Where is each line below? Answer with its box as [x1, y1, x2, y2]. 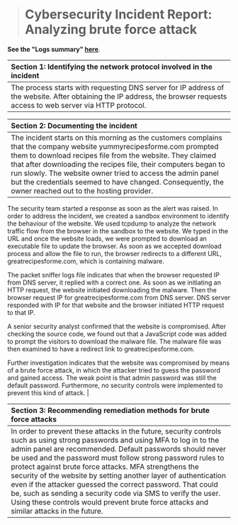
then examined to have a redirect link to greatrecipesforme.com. [7, 344, 195, 353]
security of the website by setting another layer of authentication [11, 470, 227, 480]
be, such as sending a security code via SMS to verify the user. [11, 488, 221, 498]
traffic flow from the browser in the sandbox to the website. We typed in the [7, 226, 229, 235]
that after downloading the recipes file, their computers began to [11, 159, 225, 169]
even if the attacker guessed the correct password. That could [11, 479, 218, 489]
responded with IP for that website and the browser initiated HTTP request [7, 301, 225, 309]
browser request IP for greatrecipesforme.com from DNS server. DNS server [7, 293, 231, 302]
